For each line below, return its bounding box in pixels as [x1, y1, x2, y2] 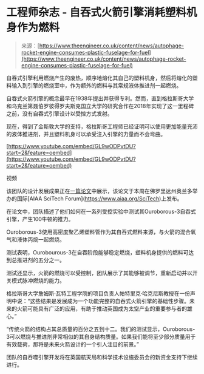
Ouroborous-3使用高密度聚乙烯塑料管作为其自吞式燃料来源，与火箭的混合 [6, 228, 191, 236]
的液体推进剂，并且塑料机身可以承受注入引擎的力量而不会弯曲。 [6, 130, 166, 137]
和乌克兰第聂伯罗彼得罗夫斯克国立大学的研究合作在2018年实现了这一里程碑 [6, 102, 194, 109]
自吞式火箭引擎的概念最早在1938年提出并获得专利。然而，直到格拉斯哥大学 [6, 95, 194, 102]
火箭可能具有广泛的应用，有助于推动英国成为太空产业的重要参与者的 [16, 305, 187, 312]
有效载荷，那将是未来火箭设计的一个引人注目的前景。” [6, 341, 140, 348]
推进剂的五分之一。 [16, 256, 65, 263]
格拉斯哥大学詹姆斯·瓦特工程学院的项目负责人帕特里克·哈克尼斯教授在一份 [6, 290, 191, 297]
